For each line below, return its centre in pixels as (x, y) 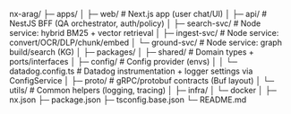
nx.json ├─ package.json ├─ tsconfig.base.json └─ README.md (128, 100)
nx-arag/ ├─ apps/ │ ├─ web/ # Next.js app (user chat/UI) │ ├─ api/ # (138, 14)
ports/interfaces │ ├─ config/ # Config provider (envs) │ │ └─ (124, 61)
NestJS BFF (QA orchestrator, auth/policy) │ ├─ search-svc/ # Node (135, 23)
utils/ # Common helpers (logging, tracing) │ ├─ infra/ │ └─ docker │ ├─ (143, 90)
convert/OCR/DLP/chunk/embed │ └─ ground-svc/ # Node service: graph (145, 42)
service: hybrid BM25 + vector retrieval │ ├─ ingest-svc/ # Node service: (144, 33)
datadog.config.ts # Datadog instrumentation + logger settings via (131, 71)
